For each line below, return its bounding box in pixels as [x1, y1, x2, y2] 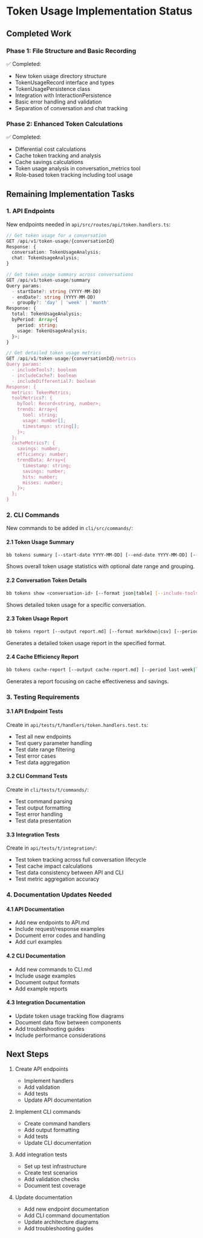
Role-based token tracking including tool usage [14, 171, 133, 179]
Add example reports [14, 985, 68, 992]
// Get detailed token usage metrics [6, 350, 101, 356]
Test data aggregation [14, 758, 71, 766]
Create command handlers [24, 1119, 91, 1127]
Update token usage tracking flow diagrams [14, 1012, 124, 1019]
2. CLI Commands [6, 511, 60, 519]
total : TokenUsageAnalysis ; [11, 311, 83, 317]
